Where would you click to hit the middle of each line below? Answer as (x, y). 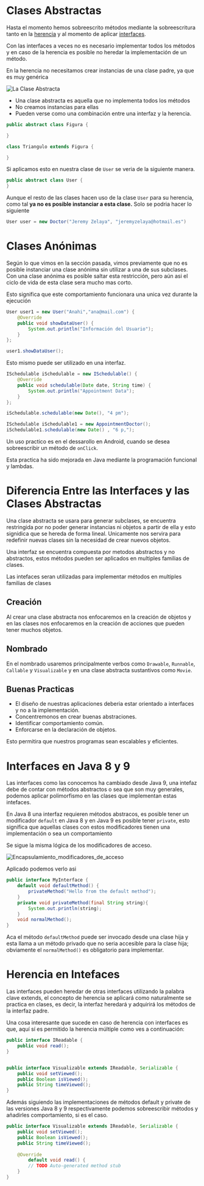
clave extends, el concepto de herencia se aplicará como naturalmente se (99, 998)
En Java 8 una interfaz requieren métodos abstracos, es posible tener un (98, 814)
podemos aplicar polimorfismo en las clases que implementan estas (92, 796)
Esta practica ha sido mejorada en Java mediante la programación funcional (102, 460)
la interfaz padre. (28, 1011)
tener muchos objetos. (34, 630)
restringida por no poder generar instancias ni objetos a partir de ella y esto (101, 527)
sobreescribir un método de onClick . (52, 448)
